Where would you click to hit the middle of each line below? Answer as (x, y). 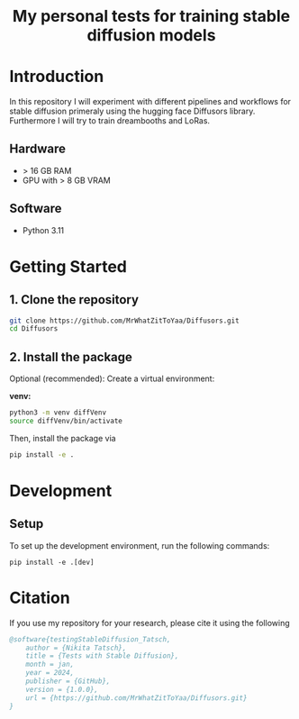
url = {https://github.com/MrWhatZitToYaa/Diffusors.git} (136, 698)
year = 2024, (50, 673)
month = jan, (50, 664)
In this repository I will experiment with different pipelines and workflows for (150, 101)
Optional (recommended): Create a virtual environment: (112, 378)
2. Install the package (71, 357)
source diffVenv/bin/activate (66, 421)
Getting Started (68, 266)
